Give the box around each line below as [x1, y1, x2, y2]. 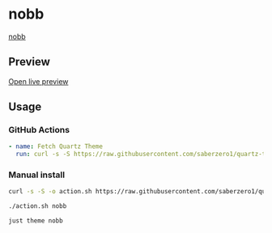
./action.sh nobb [8, 202, 67, 210]
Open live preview [8, 76, 69, 86]
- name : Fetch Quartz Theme [8, 142, 104, 150]
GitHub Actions [8, 125, 70, 136]
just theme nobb [8, 217, 63, 225]
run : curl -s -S [15, 150, 70, 159]
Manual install [8, 169, 66, 180]
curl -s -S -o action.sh [8, 188, 92, 196]
